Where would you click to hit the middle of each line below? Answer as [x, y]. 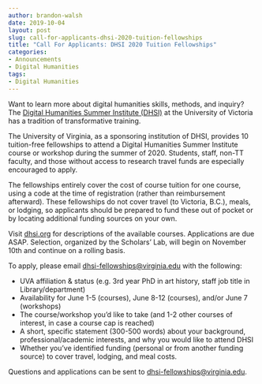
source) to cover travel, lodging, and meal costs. [98, 356]
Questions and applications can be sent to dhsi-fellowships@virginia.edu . [127, 371]
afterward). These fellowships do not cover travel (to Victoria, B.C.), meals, [129, 201]
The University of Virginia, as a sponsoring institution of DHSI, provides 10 [128, 136]
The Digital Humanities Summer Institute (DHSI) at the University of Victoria [131, 112]
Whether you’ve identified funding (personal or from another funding [131, 348]
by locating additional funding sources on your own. [93, 218]
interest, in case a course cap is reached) [87, 322]
